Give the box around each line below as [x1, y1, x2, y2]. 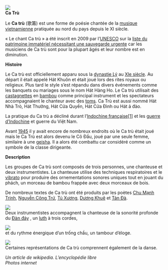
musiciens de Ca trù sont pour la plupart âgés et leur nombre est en [5, 46, 145, 52]
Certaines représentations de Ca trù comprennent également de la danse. [5, 245, 158, 250]
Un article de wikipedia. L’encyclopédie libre [5, 254, 97, 260]
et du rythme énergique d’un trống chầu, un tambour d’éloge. [5, 230, 131, 236]
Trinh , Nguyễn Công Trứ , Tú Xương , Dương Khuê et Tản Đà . [5, 195, 128, 201]
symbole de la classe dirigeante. [5, 144, 72, 150]
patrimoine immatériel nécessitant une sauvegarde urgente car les [5, 41, 142, 47]
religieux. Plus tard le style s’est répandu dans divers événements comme [5, 82, 157, 88]
